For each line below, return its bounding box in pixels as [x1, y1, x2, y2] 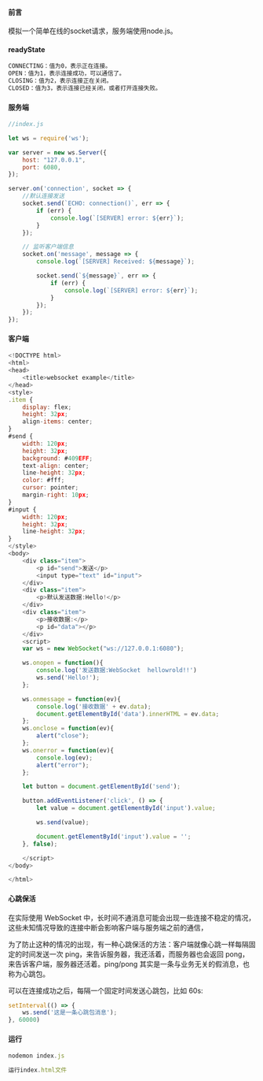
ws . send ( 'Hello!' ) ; [36, 674, 100, 682]
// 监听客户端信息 [22, 243, 75, 251]
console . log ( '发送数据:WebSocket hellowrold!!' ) [36, 667, 198, 674]
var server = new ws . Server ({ [8, 148, 108, 157]
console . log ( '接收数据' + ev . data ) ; [36, 702, 152, 711]
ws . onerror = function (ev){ [22, 746, 114, 754]
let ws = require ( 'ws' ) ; [8, 134, 89, 142]
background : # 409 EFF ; [22, 454, 93, 462]
